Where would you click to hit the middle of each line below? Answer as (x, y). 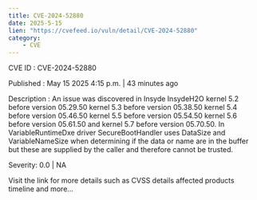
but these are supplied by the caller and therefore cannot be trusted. (121, 150)
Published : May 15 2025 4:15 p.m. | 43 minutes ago (93, 84)
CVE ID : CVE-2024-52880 (53, 68)
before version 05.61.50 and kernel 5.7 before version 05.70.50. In (117, 124)
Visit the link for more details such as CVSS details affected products (121, 181)
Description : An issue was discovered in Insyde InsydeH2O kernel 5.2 (124, 99)
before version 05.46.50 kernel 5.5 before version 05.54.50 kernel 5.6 (123, 116)
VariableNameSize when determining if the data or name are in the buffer (128, 141)
